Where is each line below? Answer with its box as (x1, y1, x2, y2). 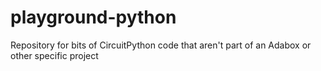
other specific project (10, 49, 99, 61)
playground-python (10, 6, 177, 29)
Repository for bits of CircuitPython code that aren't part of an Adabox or (10, 39, 312, 51)
